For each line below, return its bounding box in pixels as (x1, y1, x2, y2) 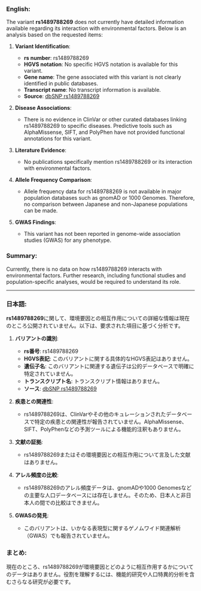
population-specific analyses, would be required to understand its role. (6, 278, 181, 285)
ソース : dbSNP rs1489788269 (23, 385, 97, 392)
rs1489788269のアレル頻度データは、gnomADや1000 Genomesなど (23, 484, 192, 491)
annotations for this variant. (23, 135, 92, 142)
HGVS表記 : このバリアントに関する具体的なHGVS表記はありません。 (23, 355, 193, 362)
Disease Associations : (14, 104, 72, 112)
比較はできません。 (55, 499, 103, 506)
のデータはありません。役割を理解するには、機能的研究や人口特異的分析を (6, 571, 190, 578)
